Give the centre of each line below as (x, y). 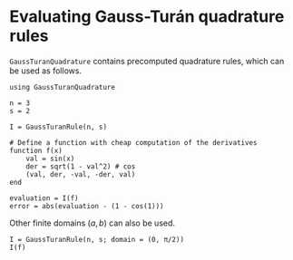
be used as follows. (46, 71)
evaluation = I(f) (44, 198)
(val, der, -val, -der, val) (81, 174)
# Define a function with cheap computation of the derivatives (133, 142)
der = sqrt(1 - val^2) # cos (81, 166)
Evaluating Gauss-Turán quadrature (147, 17)
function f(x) (36, 150)
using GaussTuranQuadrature (63, 87)
